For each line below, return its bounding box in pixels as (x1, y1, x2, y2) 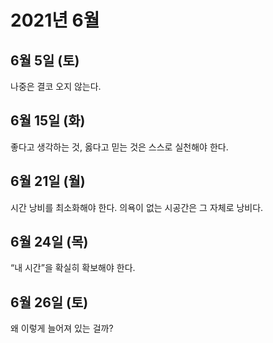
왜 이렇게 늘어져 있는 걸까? (10, 322, 114, 335)
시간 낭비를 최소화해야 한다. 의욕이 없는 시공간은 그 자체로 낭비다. (10, 201, 264, 213)
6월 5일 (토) (10, 52, 80, 69)
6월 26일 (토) (10, 294, 89, 311)
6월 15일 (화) (10, 112, 86, 130)
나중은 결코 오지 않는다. (10, 81, 102, 92)
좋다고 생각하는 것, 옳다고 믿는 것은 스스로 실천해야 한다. (10, 141, 229, 153)
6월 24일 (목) (10, 234, 89, 251)
